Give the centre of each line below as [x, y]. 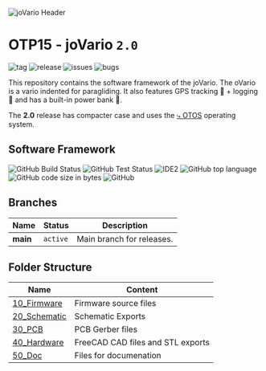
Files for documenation [118, 356]
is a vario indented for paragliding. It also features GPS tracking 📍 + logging [133, 91]
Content [142, 290]
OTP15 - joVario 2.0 [73, 45]
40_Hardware [38, 343]
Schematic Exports [110, 316]
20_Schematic [39, 316]
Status [56, 225]
